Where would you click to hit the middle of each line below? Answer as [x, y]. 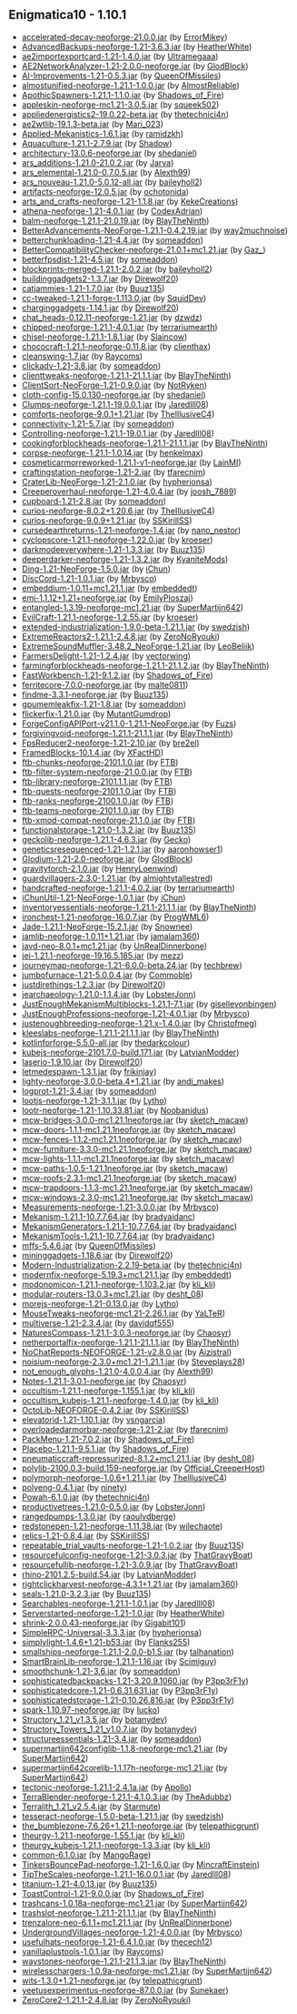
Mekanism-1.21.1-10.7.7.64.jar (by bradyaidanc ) [109, 1216]
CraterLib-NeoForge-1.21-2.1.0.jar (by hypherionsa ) [117, 481]
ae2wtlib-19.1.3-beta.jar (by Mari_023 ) [93, 124]
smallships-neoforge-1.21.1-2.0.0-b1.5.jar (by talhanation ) [128, 1652]
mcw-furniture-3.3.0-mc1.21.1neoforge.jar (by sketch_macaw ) [137, 1149]
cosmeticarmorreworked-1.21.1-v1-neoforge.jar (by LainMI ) [131, 462]
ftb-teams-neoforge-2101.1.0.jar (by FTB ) [98, 810]
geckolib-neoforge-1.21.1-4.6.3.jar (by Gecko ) [106, 839]
